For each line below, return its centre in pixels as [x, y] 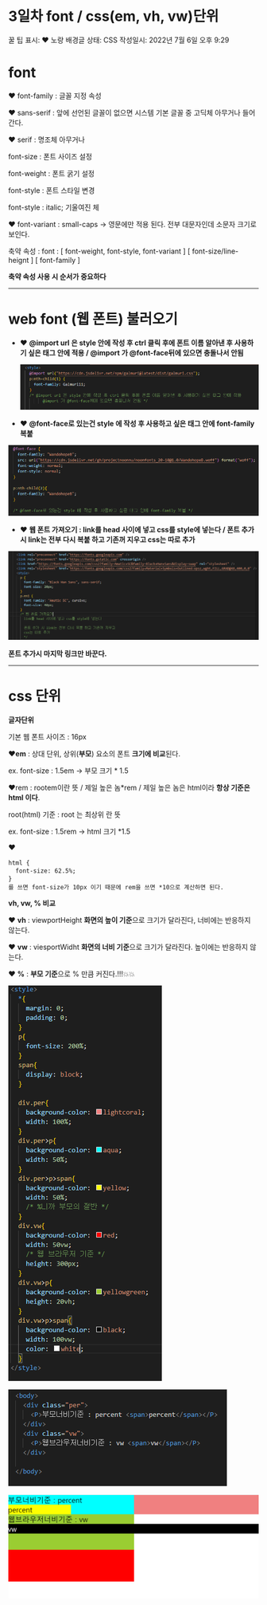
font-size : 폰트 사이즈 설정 [50, 156]
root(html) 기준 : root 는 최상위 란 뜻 [65, 814]
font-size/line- [215, 251]
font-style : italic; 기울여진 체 [54, 207]
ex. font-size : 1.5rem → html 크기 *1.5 [70, 831]
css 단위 [35, 696]
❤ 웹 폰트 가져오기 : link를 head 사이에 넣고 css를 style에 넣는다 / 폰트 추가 [137, 529]
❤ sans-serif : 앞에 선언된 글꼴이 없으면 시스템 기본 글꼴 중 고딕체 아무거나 [124, 112]
